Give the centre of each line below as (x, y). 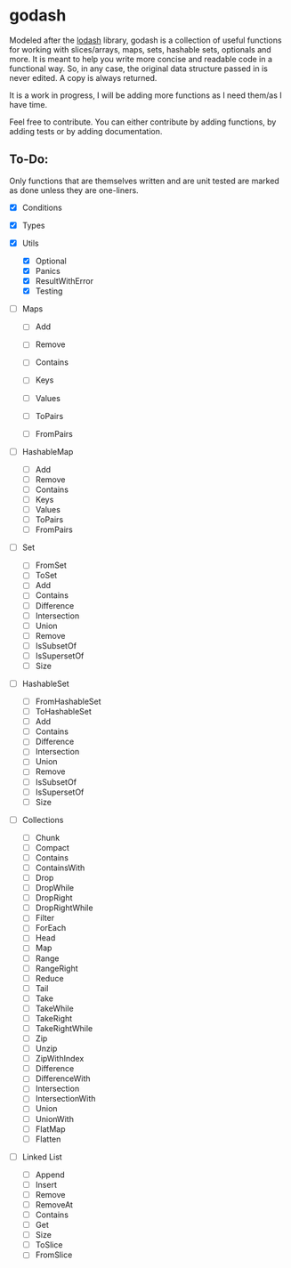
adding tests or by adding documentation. (86, 131)
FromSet (51, 565)
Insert (46, 1184)
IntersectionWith (65, 1099)
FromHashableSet (68, 701)
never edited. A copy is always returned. (83, 77)
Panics (48, 271)
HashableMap (48, 451)
